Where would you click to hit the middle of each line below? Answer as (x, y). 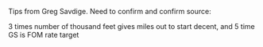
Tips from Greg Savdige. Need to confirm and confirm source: (110, 11)
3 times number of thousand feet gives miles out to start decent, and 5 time (132, 26)
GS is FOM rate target (44, 35)
